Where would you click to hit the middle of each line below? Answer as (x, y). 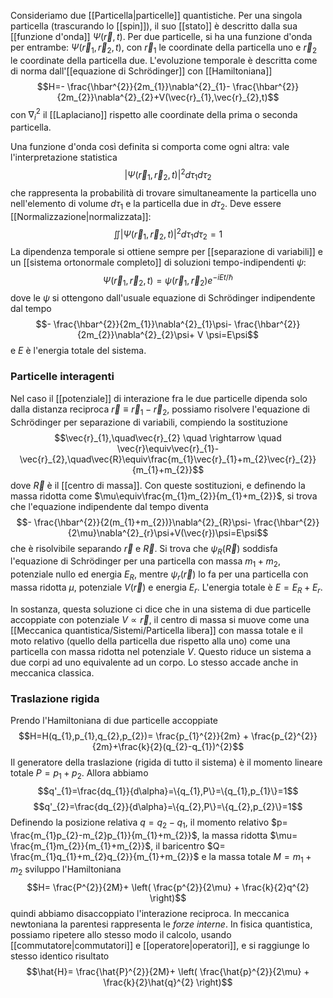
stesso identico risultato (60, 956)
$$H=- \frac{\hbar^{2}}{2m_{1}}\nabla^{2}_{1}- (133, 86)
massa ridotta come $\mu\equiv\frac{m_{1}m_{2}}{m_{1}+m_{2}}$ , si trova (164, 496)
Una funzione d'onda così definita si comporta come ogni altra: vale (150, 147)
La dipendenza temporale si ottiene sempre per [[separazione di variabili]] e (166, 251)
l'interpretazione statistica (64, 157)
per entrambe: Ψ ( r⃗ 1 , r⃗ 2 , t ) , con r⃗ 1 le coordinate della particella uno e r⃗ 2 (164, 48)
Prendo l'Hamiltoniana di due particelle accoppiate (114, 720)
